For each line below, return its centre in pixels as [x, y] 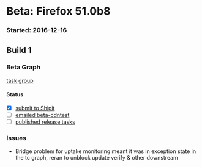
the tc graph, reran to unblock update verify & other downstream [97, 158]
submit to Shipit [35, 108]
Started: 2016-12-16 [37, 30]
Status [15, 94]
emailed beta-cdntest [42, 115]
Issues [17, 138]
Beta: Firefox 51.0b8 [59, 11]
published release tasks [45, 122]
